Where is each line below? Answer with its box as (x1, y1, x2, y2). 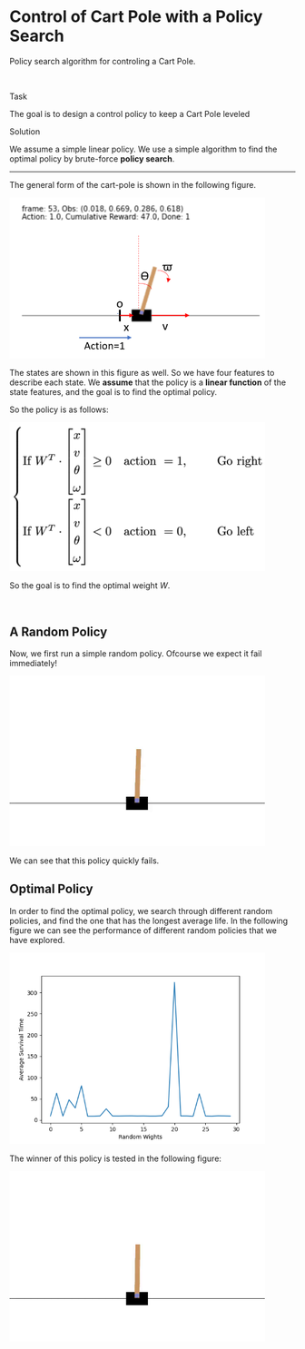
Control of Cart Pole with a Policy (9, 6, 263, 27)
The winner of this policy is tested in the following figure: (9, 1153, 222, 1164)
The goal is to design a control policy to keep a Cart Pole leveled (9, 108, 251, 119)
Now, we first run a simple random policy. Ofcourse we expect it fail (9, 648, 262, 659)
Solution (9, 125, 41, 137)
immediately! (9, 658, 57, 669)
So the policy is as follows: (9, 404, 109, 415)
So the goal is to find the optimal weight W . (9, 580, 171, 591)
